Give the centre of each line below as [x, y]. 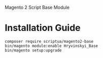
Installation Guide [43, 28]
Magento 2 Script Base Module [37, 7]
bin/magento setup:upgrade [33, 50]
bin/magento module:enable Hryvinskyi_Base [52, 46]
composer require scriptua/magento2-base [49, 41]
